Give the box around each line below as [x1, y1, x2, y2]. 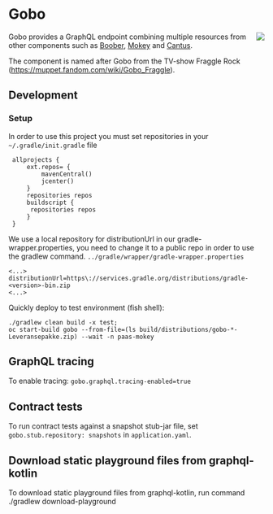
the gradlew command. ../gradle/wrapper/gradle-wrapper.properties [8, 251, 245, 261]
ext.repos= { [26, 163, 71, 171]
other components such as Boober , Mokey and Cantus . [8, 40, 193, 50]
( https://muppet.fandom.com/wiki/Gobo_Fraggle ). [8, 64, 175, 74]
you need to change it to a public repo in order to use [76, 242, 254, 252]
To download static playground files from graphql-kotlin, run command [8, 488, 245, 498]
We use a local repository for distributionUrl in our [8, 233, 176, 244]
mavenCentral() [41, 170, 93, 178]
